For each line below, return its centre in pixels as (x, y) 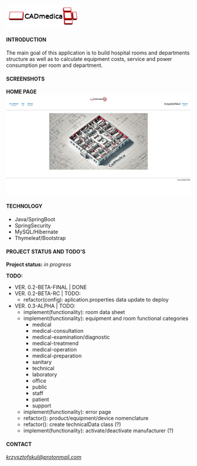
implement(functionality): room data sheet (74, 312)
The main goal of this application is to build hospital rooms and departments (98, 53)
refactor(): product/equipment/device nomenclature (86, 418)
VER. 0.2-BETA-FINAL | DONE (50, 287)
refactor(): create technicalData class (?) (72, 424)
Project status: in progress (39, 265)
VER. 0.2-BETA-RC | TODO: (47, 293)
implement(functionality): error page (67, 412)
